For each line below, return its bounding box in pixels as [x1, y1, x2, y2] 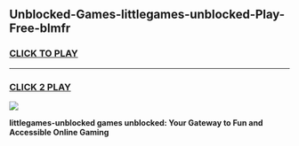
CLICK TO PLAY [9, 48, 78, 60]
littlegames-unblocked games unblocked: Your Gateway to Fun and [9, 117, 263, 127]
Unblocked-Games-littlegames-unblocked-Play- [9, 7, 285, 22]
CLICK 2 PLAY [9, 81, 71, 93]
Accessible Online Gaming [9, 127, 109, 137]
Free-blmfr [9, 21, 71, 36]
